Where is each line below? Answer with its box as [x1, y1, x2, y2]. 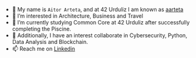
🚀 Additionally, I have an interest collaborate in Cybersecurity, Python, [12, 32, 187, 39]
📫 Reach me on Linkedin [12, 45, 75, 52]
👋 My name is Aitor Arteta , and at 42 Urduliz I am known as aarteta [12, 6, 184, 13]
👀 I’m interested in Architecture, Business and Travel [12, 12, 144, 20]
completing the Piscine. [12, 25, 71, 32]
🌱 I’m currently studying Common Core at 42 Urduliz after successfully [12, 19, 190, 26]
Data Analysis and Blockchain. [12, 38, 88, 45]
